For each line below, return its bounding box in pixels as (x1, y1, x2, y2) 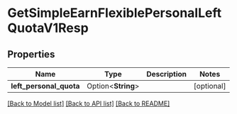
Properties (7, 48, 55, 60)
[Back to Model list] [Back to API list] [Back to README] (7, 99, 170, 108)
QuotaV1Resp (7, 20, 89, 36)
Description (146, 69, 187, 79)
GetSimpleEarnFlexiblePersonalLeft (7, 5, 222, 21)
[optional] (193, 81, 226, 91)
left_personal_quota (11, 81, 80, 91)
